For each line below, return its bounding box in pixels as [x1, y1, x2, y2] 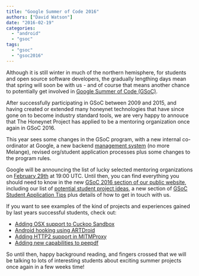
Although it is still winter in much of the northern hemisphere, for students [6, 69, 187, 76]
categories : [6, 25, 36, 31]
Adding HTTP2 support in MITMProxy [14, 233, 107, 240]
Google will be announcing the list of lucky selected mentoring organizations [6, 166, 193, 173]
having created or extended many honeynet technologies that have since [6, 105, 185, 112]
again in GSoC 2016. [6, 124, 56, 131]
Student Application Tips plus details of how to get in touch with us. [6, 191, 171, 198]
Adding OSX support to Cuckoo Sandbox [14, 220, 115, 228]
